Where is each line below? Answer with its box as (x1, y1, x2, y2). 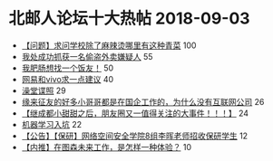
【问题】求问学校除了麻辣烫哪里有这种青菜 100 (21, 40, 197, 51)
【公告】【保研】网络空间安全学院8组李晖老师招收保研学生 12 (21, 130, 249, 141)
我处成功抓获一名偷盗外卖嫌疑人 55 (21, 51, 153, 62)
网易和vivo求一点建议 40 (21, 73, 114, 84)
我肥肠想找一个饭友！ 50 (21, 62, 114, 73)
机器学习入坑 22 (21, 118, 83, 129)
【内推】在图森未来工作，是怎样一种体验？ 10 (21, 141, 192, 152)
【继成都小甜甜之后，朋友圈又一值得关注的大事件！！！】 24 (21, 108, 249, 118)
